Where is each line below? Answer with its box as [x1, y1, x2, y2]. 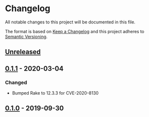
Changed [5, 79, 28, 86]
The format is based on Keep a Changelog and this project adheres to [5, 28, 145, 34]
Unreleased [5, 48, 41, 56]
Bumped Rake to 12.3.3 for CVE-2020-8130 [12, 90, 99, 96]
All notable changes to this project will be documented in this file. [5, 19, 136, 25]
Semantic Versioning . [5, 34, 48, 39]
